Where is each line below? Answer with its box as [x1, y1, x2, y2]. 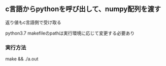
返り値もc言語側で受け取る [5, 19, 61, 25]
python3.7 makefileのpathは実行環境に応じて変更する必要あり [5, 30, 135, 36]
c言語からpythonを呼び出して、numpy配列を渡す [5, 5, 161, 14]
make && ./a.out [5, 56, 39, 62]
